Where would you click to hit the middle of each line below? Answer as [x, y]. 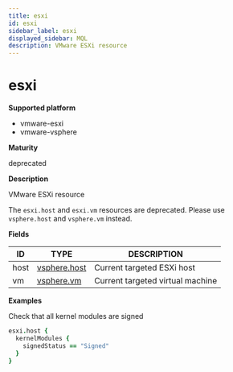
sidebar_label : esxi [43, 31]
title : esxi [28, 16]
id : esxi [23, 23]
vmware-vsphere [49, 132]
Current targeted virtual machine [155, 281]
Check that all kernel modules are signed [76, 316]
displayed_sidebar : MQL [48, 38]
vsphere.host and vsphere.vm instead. [70, 219]
